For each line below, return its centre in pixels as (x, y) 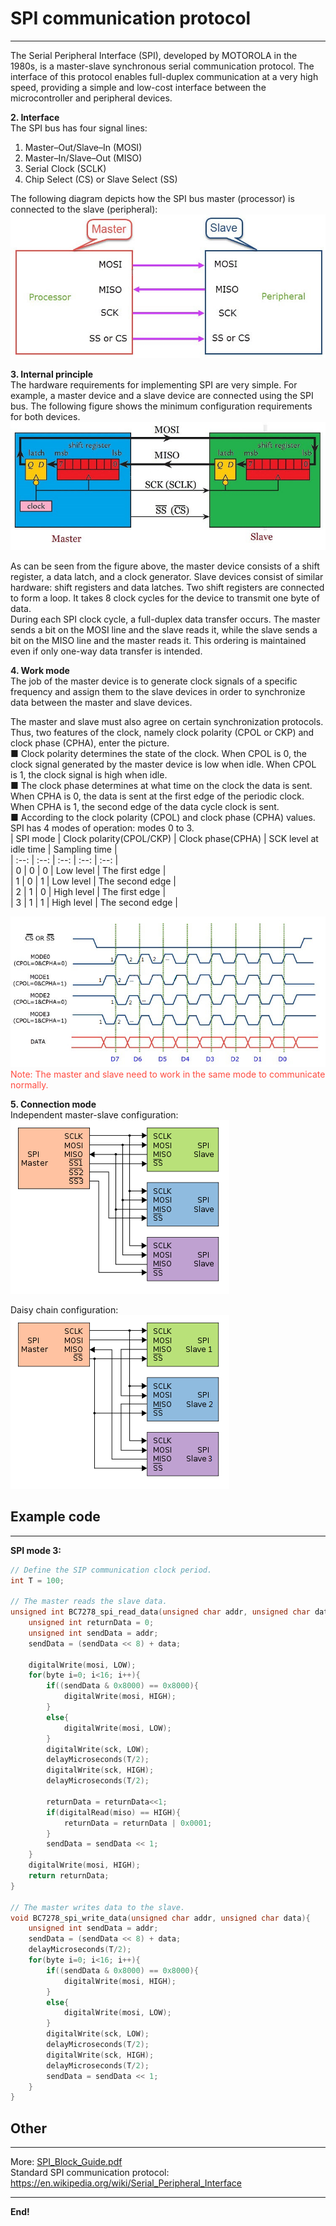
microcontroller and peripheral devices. (91, 98)
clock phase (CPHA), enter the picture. (90, 743)
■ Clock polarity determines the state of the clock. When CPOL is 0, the (158, 754)
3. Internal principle (52, 374)
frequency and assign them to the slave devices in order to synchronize (158, 692)
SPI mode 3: (36, 1550)
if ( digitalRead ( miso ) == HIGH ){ (114, 1812)
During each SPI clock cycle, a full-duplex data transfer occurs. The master (165, 619)
